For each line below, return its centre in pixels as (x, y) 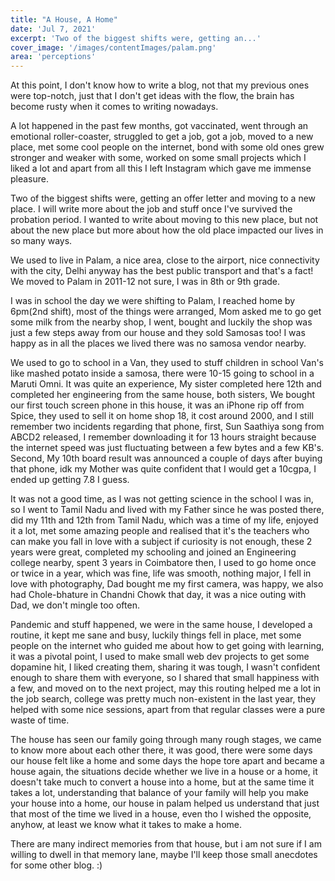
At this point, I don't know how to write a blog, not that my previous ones (160, 85)
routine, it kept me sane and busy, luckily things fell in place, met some (156, 635)
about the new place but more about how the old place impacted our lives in (167, 230)
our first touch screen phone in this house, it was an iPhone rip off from (157, 405)
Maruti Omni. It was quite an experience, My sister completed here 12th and (166, 384)
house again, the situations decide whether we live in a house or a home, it (164, 772)
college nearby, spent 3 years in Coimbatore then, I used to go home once (163, 563)
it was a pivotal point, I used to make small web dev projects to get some (160, 657)
